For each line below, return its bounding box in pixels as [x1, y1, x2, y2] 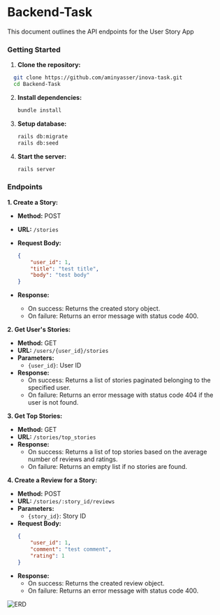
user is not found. [27, 398, 79, 407]
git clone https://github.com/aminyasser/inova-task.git [13, 74, 183, 81]
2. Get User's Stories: [7, 326, 71, 334]
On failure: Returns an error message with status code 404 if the [27, 391, 214, 399]
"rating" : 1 [30, 552, 65, 559]
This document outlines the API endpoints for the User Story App [7, 27, 194, 36]
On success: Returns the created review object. [27, 579, 165, 587]
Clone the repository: [17, 61, 81, 69]
